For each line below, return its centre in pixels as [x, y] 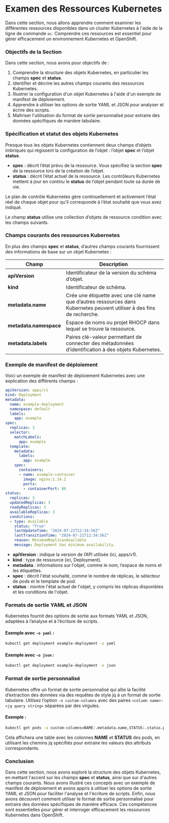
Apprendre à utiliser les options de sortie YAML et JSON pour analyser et [88, 105]
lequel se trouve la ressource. [101, 329]
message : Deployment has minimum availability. [65, 545]
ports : [30, 484]
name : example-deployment [37, 404]
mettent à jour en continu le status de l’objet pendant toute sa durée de [86, 181]
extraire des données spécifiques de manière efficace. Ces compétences [81, 804]
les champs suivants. [27, 222]
